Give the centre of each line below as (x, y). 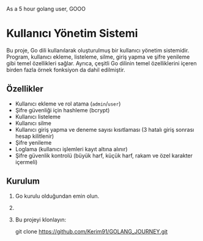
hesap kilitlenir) (35, 136)
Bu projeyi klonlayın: (41, 220)
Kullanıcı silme (33, 123)
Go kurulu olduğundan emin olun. (57, 196)
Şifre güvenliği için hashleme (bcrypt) (62, 110)
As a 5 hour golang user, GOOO (46, 9)
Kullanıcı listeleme (38, 117)
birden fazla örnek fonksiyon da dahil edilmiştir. (66, 70)
